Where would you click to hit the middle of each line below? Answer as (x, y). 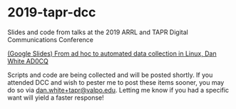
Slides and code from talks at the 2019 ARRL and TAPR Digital (98, 32)
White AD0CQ (28, 61)
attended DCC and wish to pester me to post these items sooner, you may (116, 82)
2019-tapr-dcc (52, 12)
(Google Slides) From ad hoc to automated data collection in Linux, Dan (112, 53)
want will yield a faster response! (56, 98)
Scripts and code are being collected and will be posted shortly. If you (110, 75)
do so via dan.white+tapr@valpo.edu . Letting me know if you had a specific (118, 90)
